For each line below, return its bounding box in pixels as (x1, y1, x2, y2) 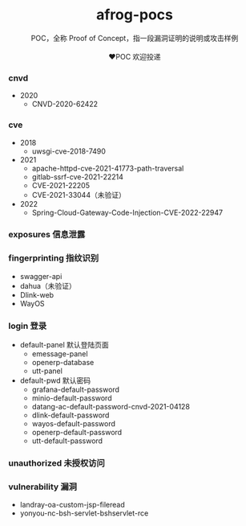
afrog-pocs (95, 6, 174, 24)
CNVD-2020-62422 (31, 99, 99, 109)
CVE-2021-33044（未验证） (31, 190, 126, 199)
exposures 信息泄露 (8, 229, 86, 240)
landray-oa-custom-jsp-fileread (19, 500, 126, 510)
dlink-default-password (31, 410, 110, 420)
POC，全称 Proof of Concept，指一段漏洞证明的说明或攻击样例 (30, 33, 239, 43)
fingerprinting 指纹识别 (8, 253, 99, 264)
